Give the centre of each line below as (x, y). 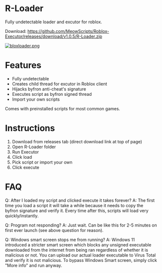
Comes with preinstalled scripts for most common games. (63, 108)
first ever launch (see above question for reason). (54, 230)
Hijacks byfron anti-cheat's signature (49, 89)
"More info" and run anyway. (34, 265)
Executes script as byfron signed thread (52, 94)
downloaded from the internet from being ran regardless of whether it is (77, 250)
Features (23, 65)
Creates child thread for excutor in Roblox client (59, 84)
